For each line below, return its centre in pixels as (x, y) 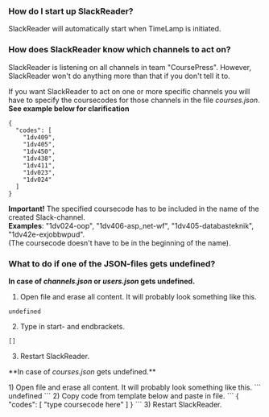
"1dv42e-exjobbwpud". (47, 234)
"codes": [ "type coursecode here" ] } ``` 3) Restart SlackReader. (115, 404)
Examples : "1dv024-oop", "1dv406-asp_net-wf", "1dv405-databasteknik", (131, 225)
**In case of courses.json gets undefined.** (82, 371)
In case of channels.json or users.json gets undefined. (102, 281)
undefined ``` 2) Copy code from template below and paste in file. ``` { (124, 395)
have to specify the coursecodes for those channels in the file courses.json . (134, 100)
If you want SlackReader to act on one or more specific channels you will (129, 91)
